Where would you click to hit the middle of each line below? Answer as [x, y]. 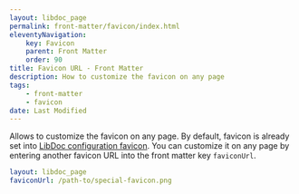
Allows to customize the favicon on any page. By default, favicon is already [149, 136]
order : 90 [44, 60]
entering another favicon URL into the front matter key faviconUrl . [133, 156]
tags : [19, 85]
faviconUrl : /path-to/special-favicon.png [91, 181]
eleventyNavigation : [48, 34]
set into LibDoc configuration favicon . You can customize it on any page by [149, 146]
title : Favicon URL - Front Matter [77, 69]
